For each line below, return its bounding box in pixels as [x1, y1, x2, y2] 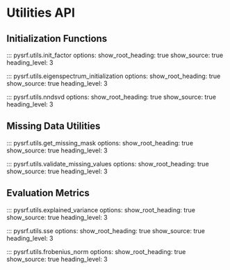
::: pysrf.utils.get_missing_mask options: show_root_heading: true [6, 138, 194, 147]
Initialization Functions [6, 33, 108, 45]
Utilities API [6, 5, 76, 21]
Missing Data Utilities [6, 120, 101, 132]
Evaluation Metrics [6, 187, 90, 199]
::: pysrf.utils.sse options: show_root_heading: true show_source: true [6, 226, 206, 235]
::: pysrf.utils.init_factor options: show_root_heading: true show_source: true [6, 51, 224, 59]
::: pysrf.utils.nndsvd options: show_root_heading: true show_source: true [6, 93, 217, 101]
